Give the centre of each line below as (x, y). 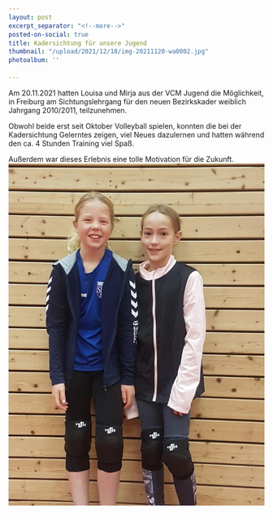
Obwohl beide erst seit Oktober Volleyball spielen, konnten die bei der (125, 125)
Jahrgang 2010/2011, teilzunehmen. (68, 110)
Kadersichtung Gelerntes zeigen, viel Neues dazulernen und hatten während (136, 134)
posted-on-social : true (49, 34)
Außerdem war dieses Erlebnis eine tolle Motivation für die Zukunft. (121, 159)
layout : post (30, 17)
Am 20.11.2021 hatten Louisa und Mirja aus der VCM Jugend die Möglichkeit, (136, 93)
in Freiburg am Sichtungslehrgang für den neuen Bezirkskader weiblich (127, 101)
